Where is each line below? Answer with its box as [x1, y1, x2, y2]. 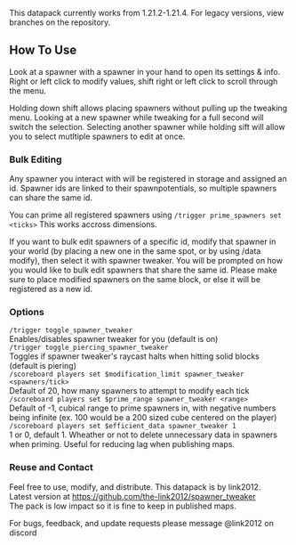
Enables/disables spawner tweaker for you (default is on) [9, 334, 219, 345]
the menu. [9, 85, 46, 96]
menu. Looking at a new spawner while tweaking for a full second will [9, 111, 264, 123]
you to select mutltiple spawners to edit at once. [9, 131, 186, 142]
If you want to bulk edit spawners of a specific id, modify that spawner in [9, 236, 276, 248]
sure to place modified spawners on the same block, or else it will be [9, 274, 260, 285]
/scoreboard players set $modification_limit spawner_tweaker [9, 370, 244, 379]
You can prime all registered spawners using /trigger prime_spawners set [9, 209, 283, 221]
